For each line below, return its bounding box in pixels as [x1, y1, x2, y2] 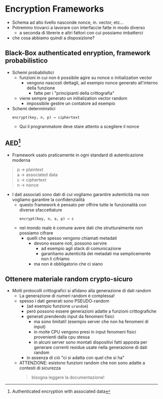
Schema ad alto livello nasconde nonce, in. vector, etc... [12, 19, 124, 25]
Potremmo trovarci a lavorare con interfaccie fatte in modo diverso [12, 24, 146, 30]
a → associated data [16, 171, 58, 178]
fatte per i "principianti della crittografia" [33, 90, 115, 96]
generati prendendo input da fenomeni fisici [26, 314, 114, 319]
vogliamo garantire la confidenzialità [12, 197, 85, 202]
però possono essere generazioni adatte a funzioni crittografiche [26, 308, 157, 314]
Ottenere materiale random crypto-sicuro [5, 275, 133, 283]
